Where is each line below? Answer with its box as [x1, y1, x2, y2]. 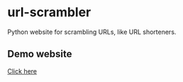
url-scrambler [7, 4, 91, 20]
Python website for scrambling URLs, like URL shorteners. [7, 28, 177, 36]
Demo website [7, 48, 72, 60]
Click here [7, 66, 38, 75]
